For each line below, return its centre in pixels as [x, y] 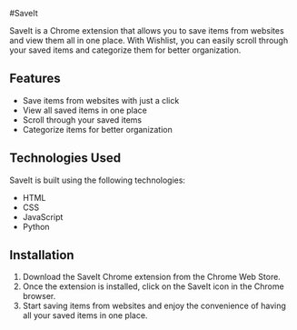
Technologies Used [65, 158]
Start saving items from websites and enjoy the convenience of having [154, 306]
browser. [39, 296]
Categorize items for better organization [97, 129]
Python [36, 226]
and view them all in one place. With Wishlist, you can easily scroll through [149, 40]
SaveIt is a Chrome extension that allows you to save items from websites [147, 30]
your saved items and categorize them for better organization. [125, 50]
